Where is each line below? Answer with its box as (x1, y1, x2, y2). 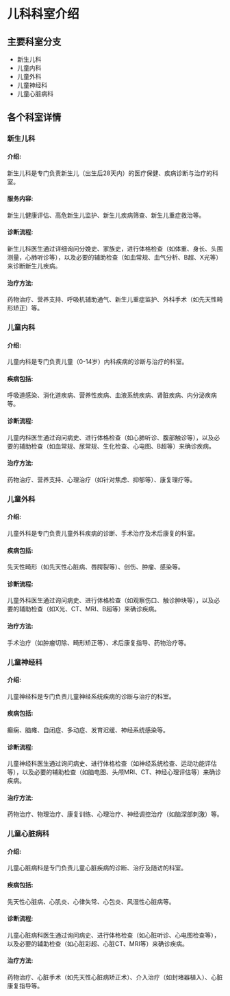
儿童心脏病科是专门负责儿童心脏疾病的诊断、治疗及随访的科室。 (7, 863, 187, 872)
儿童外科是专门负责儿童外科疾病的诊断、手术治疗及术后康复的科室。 (7, 529, 199, 537)
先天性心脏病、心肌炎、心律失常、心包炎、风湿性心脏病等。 (7, 897, 175, 905)
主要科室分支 (7, 36, 62, 47)
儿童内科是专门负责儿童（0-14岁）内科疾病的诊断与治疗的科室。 (7, 358, 188, 366)
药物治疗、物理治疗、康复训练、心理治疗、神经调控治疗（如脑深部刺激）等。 (7, 810, 223, 818)
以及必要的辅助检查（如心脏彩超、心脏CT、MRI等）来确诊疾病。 (7, 939, 188, 948)
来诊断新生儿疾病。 (7, 262, 62, 270)
